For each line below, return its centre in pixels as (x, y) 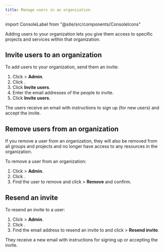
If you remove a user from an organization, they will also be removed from (81, 141)
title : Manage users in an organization (48, 10)
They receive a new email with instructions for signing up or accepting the (81, 240)
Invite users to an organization (53, 55)
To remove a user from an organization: (46, 162)
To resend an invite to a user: (35, 210)
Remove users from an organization (62, 129)
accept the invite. (23, 113)
